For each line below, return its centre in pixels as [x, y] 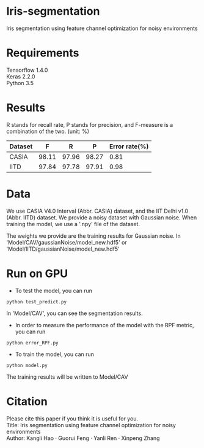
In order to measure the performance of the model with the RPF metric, [104, 325]
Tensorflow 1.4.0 [27, 70]
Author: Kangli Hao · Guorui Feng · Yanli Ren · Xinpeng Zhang [83, 438]
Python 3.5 [20, 83]
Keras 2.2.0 [21, 76]
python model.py [27, 365]
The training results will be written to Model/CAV [67, 377]
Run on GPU [37, 273]
